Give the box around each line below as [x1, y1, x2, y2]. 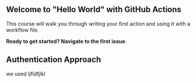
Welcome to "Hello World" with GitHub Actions [6, 5, 182, 15]
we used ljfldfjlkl [6, 70, 46, 77]
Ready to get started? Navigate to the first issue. [6, 37, 127, 44]
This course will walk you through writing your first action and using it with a [6, 20, 191, 27]
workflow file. [6, 26, 39, 33]
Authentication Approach [6, 55, 102, 65]
